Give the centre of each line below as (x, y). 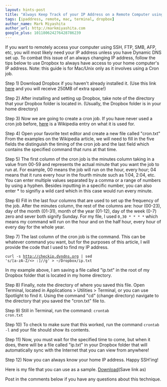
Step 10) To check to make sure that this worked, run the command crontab (82, 324)
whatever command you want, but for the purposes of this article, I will (78, 242)
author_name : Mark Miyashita (35, 24)
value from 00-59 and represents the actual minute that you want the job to (82, 164)
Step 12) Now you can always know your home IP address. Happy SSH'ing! (82, 360)
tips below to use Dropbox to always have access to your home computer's (82, 63)
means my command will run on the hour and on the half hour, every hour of (83, 222)
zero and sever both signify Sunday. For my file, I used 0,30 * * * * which (82, 216)
